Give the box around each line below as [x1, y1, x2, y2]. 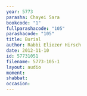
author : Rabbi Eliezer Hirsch [6, 42, 82, 48]
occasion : [6, 81, 31, 87]
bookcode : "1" [6, 20, 42, 26]
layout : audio [6, 64, 42, 70]
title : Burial [6, 36, 42, 42]
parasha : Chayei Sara [6, 14, 60, 20]
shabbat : [6, 75, 28, 81]
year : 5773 [6, 8, 33, 15]
